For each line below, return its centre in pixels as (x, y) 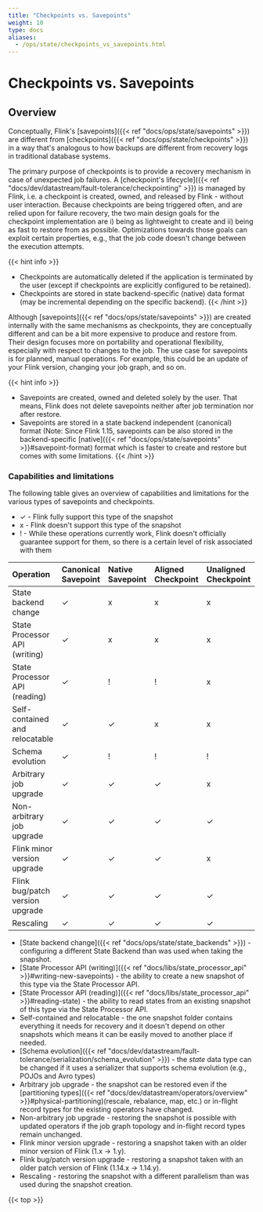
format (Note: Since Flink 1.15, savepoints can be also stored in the (126, 431)
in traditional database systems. (59, 156)
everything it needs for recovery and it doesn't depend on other (122, 1026)
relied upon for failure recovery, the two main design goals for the (114, 214)
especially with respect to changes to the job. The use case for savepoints (128, 351)
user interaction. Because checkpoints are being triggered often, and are (125, 205)
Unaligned (226, 570)
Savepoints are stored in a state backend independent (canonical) (126, 423)
